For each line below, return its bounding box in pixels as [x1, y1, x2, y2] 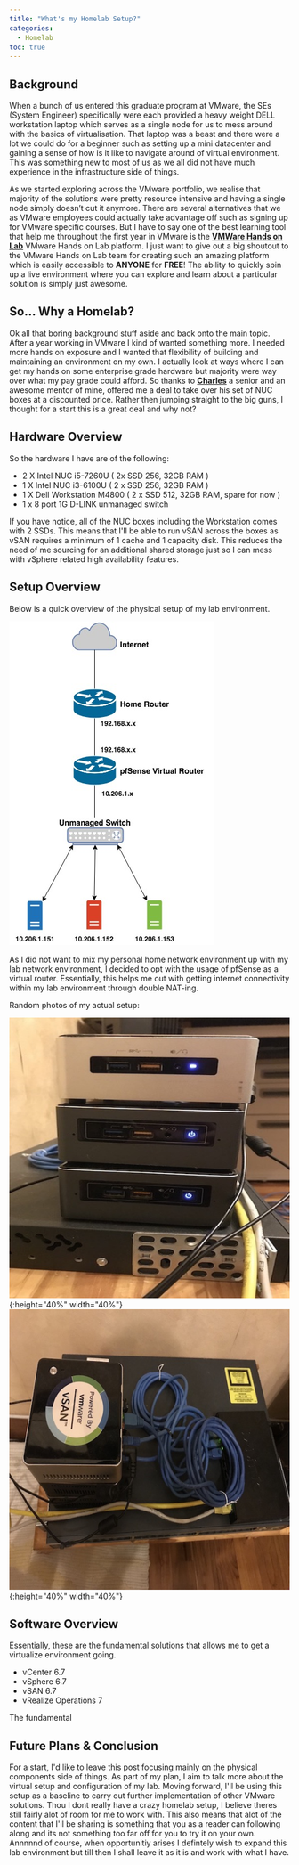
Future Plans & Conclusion [9, 1738, 158, 1754]
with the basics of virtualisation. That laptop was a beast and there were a [9, 129, 280, 140]
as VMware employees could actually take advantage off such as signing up [9, 212, 289, 223]
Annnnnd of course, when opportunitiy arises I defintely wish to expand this [9, 1837, 287, 1848]
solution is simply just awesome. [9, 279, 128, 289]
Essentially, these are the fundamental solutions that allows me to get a [9, 1640, 270, 1651]
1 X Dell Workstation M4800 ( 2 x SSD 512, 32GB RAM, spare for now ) [21, 489, 280, 500]
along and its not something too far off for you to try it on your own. [9, 1828, 256, 1839]
